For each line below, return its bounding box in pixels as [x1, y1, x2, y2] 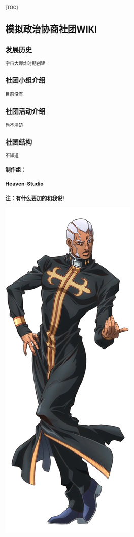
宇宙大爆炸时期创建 [5, 60, 46, 66]
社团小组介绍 [5, 76, 46, 85]
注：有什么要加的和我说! [5, 195, 64, 202]
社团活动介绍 [5, 107, 46, 116]
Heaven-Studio [5, 180, 44, 187]
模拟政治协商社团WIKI [5, 24, 97, 35]
